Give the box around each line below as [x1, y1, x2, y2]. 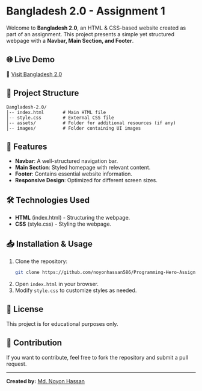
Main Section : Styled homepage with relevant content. [14, 164, 151, 171]
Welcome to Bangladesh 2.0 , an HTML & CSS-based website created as [6, 24, 186, 31]
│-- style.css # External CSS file [6, 115, 114, 121]
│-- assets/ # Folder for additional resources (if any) [6, 119, 176, 126]
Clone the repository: [14, 258, 68, 265]
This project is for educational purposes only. [6, 320, 118, 327]
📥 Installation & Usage [6, 238, 93, 249]
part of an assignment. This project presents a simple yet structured [6, 30, 175, 37]
